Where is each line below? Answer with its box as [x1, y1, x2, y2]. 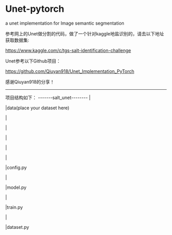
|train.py [5, 204, 23, 210]
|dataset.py [5, 224, 29, 230]
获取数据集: [5, 37, 30, 43]
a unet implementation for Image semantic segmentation [5, 20, 124, 26]
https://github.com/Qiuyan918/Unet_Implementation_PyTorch [5, 68, 135, 74]
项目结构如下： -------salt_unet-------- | [5, 94, 91, 101]
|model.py [5, 184, 27, 190]
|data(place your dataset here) [5, 105, 70, 111]
